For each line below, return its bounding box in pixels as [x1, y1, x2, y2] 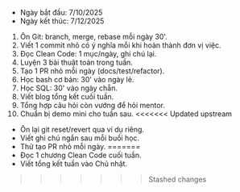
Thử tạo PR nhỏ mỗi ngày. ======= [19, 142, 141, 151]
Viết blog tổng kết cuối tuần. [19, 92, 114, 101]
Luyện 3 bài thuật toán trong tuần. [19, 57, 133, 67]
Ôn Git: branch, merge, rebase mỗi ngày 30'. [19, 32, 168, 41]
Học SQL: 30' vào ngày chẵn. [19, 83, 118, 93]
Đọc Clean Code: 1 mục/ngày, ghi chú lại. [19, 49, 157, 58]
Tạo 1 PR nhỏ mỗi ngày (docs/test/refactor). [19, 66, 165, 76]
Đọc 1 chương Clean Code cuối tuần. [19, 150, 142, 160]
